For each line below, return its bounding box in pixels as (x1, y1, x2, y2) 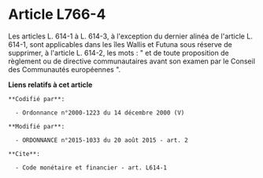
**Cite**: (8, 150, 41, 158)
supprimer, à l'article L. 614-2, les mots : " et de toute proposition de (8, 48, 230, 57)
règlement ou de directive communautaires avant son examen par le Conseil (8, 56, 256, 66)
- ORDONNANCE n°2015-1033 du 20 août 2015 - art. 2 (15, 136, 189, 144)
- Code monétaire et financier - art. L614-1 (15, 163, 168, 172)
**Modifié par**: (8, 122, 65, 130)
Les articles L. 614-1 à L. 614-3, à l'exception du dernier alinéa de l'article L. (8, 31, 254, 41)
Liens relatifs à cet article (8, 80, 93, 89)
